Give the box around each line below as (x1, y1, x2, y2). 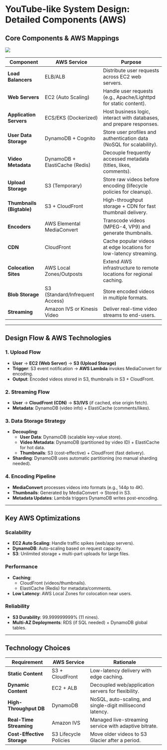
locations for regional (102, 270, 153, 277)
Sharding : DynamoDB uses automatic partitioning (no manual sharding (12, 455, 158, 461)
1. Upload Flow (5, 349, 41, 356)
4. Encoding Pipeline (5, 473, 56, 480)
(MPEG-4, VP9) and (102, 223, 151, 230)
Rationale (113, 658, 136, 665)
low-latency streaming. (102, 250, 158, 257)
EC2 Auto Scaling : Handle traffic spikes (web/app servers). (12, 540, 134, 546)
